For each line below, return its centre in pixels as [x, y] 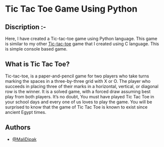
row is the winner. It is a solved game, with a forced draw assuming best [78, 92]
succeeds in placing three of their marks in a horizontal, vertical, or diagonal [82, 86]
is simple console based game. [36, 49]
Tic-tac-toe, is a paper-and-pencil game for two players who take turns [77, 76]
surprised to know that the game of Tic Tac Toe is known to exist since [76, 107]
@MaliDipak [24, 139]
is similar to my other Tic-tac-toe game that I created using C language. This [82, 44]
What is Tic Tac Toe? [37, 64]
